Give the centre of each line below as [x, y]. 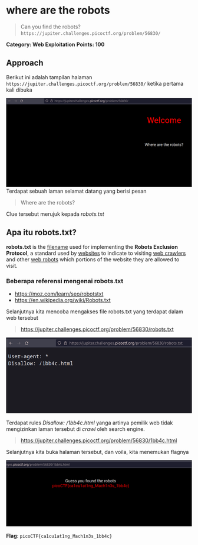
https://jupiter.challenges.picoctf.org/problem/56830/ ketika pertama [95, 83]
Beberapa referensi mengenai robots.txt [65, 281]
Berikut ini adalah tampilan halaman [49, 77]
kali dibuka [19, 90]
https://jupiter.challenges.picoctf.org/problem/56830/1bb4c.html [99, 440]
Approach [25, 63]
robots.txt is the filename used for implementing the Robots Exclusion [92, 246]
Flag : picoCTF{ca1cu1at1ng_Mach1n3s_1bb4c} [59, 536]
